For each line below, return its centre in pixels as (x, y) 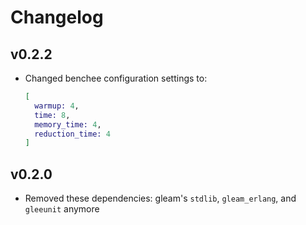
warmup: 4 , (57, 106)
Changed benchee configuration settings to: (116, 78)
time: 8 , (52, 115)
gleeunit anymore (62, 209)
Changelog (57, 17)
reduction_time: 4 (72, 134)
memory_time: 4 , (68, 124)
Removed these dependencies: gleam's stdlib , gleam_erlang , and (160, 198)
